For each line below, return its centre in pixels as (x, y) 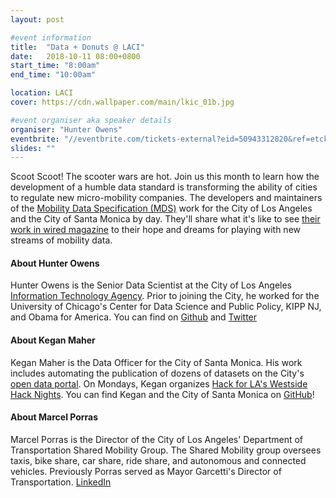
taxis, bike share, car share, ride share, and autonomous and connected (158, 460)
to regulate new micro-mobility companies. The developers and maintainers (166, 198)
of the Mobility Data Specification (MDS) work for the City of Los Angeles (161, 208)
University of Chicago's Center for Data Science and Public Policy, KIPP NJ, (166, 307)
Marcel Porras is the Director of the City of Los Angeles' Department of (157, 439)
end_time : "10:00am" (53, 75)
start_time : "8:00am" (55, 66)
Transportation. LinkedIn (61, 482)
